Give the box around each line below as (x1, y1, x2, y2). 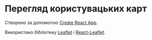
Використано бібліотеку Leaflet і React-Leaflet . (5, 29, 106, 35)
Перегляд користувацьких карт (5, 3, 147, 14)
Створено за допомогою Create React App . (5, 19, 98, 25)
